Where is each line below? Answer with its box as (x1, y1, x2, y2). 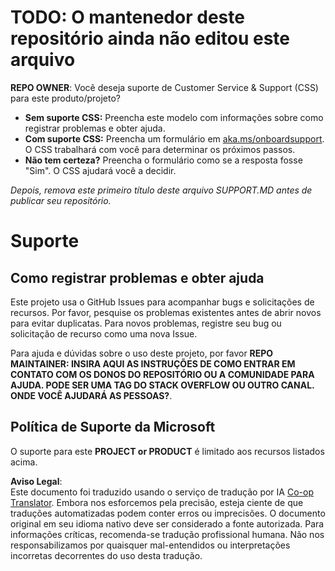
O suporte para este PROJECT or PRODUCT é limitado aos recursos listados (10, 445, 325, 457)
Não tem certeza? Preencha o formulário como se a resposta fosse (24, 154, 303, 166)
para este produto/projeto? (10, 92, 122, 104)
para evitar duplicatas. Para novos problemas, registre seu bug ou (10, 317, 282, 329)
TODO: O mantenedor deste (10, 6, 245, 29)
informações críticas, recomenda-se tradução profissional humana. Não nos (10, 528, 325, 540)
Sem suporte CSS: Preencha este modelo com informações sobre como (24, 111, 324, 123)
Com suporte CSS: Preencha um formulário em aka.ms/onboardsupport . (24, 132, 325, 145)
